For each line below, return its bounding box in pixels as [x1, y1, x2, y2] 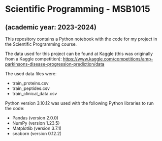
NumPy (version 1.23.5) [12, 120, 60, 126]
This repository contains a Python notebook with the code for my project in [5, 36, 158, 42]
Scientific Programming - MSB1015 [5, 3, 150, 15]
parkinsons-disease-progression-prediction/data [5, 61, 105, 67]
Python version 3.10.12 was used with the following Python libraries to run [5, 100, 154, 106]
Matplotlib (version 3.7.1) [12, 125, 62, 131]
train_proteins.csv [12, 80, 49, 86]
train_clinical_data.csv [12, 91, 58, 96]
